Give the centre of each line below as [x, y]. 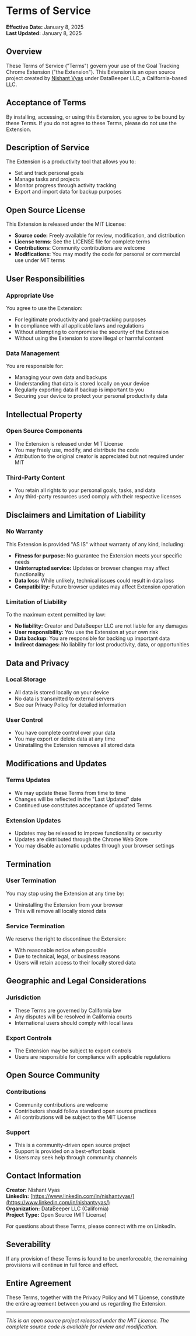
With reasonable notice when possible [60, 950]
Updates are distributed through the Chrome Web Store [81, 839]
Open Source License [46, 210]
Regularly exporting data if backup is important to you [79, 390]
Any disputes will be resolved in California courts [73, 1017]
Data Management [33, 353]
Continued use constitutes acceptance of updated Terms [83, 805]
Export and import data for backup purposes [68, 192]
